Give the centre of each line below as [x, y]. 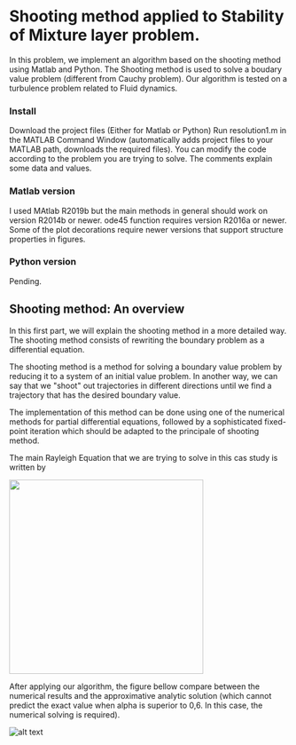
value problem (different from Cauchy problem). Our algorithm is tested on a [148, 78]
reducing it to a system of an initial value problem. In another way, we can [144, 376]
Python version [43, 262]
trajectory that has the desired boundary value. [95, 395]
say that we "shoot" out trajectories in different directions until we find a [140, 385]
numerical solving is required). [65, 714]
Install [23, 111]
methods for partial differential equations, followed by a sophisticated [136, 421]
